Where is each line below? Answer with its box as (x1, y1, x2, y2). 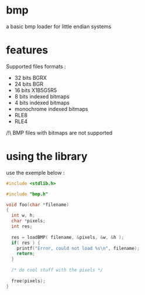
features (6, 43, 49, 57)
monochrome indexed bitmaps (14, 105, 88, 112)
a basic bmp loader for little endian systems (6, 23, 112, 30)
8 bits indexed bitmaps (14, 93, 70, 100)
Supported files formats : (6, 63, 66, 70)
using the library (6, 150, 88, 163)
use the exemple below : (6, 169, 65, 176)
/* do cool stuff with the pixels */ (11, 267, 103, 273)
